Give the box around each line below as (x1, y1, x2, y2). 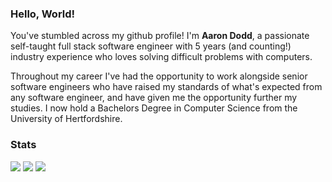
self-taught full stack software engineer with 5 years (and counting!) (10, 40, 292, 52)
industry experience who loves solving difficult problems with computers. (10, 51, 313, 63)
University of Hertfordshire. (10, 113, 123, 125)
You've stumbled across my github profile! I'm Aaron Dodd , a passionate (10, 30, 310, 42)
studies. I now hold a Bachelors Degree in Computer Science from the (10, 102, 298, 114)
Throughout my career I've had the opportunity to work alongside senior (10, 70, 308, 82)
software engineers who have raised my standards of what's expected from (10, 81, 323, 93)
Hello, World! (10, 7, 76, 21)
